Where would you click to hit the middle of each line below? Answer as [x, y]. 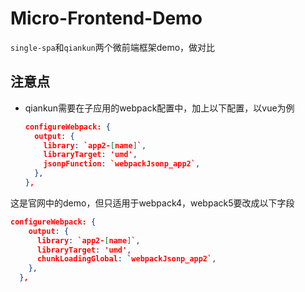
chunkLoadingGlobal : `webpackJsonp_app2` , [126, 259]
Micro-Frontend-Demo [106, 18]
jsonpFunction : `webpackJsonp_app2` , [122, 164]
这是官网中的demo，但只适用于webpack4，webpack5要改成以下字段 [152, 203]
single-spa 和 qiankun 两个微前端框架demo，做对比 [113, 47]
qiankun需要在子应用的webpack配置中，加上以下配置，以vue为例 [159, 108]
